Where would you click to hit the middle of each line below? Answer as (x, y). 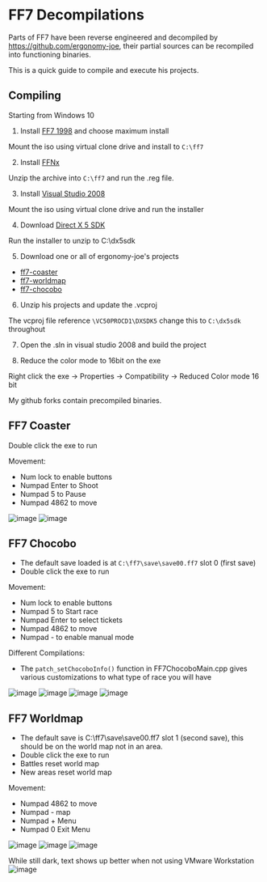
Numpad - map (45, 812)
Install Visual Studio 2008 (63, 193)
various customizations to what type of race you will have (116, 677)
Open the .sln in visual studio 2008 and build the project (113, 345)
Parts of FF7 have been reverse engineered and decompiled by (113, 37)
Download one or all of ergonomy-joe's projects (99, 256)
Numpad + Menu (48, 821)
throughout (27, 329)
